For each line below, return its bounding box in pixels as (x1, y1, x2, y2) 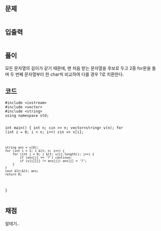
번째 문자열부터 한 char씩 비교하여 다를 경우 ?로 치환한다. (15, 71, 124, 77)
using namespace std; (5, 113, 49, 118)
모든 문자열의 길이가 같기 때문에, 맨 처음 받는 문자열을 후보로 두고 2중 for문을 (5, 65, 151, 71)
